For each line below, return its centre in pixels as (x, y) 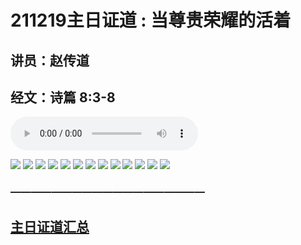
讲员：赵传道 (50, 60)
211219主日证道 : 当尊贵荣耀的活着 (151, 20)
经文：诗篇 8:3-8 (63, 97)
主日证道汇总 (50, 226)
